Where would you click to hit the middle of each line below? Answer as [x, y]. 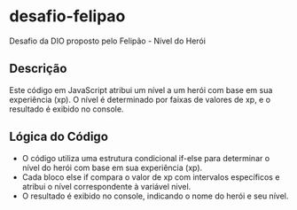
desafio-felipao [67, 16]
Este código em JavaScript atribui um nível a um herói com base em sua [141, 89]
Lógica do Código [59, 137]
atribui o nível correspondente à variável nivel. [106, 186]
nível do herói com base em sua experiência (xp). [112, 167]
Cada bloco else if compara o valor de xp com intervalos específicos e [151, 177]
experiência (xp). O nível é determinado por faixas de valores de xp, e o [140, 99]
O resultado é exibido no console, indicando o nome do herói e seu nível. [155, 196]
